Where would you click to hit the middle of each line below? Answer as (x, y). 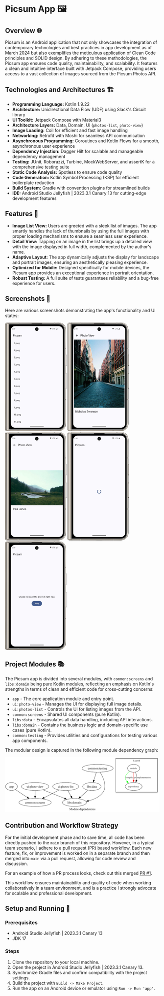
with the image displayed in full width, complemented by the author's (82, 247)
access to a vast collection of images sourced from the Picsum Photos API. (81, 74)
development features (34, 198)
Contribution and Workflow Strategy (62, 825)
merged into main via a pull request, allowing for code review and (70, 858)
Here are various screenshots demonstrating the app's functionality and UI (80, 311)
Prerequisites (21, 922)
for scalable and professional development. (49, 893)
